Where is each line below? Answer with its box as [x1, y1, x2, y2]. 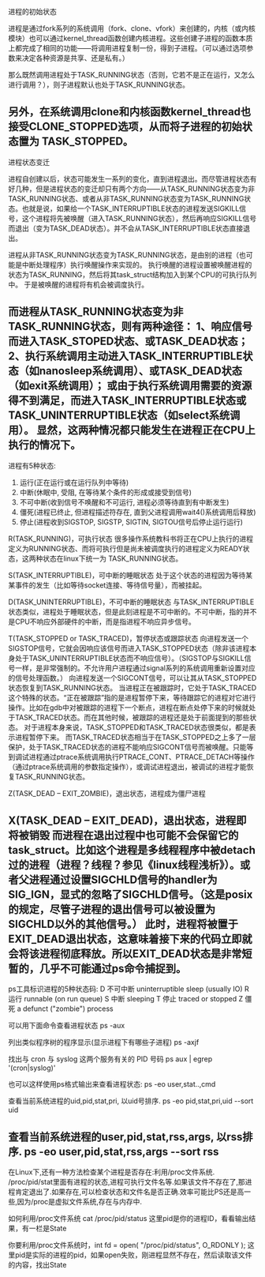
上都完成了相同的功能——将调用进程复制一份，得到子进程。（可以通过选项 [8, 43, 247, 53]
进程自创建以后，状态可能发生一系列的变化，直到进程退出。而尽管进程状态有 [8, 174, 257, 183]
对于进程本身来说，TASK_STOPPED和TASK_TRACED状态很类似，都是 [23, 722, 250, 732]
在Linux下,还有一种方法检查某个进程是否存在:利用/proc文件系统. [8, 1167, 215, 1177]
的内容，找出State [8, 1260, 67, 1270]
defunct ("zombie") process [22, 1004, 114, 1013]
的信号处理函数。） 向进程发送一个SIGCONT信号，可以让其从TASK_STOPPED [8, 673, 257, 682]
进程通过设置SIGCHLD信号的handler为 [28, 873, 218, 887]
